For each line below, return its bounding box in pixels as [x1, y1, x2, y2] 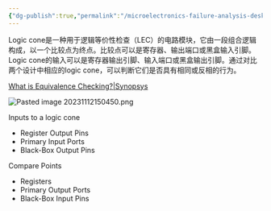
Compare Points [8, 160, 62, 170]
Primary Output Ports [19, 184, 91, 194]
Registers [19, 176, 52, 186]
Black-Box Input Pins [19, 193, 90, 203]
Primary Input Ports [19, 136, 85, 146]
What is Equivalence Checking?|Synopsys [8, 81, 148, 91]
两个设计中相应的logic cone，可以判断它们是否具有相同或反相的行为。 [8, 65, 241, 75]
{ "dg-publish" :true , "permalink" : [8, 11, 121, 20]
